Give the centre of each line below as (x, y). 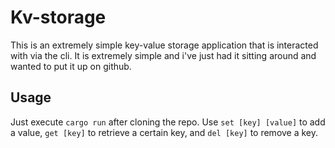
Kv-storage (58, 17)
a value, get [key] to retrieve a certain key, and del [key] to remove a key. (164, 132)
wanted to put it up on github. (71, 66)
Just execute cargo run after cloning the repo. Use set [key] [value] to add (168, 122)
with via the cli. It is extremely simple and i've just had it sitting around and (163, 55)
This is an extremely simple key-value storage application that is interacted (164, 45)
